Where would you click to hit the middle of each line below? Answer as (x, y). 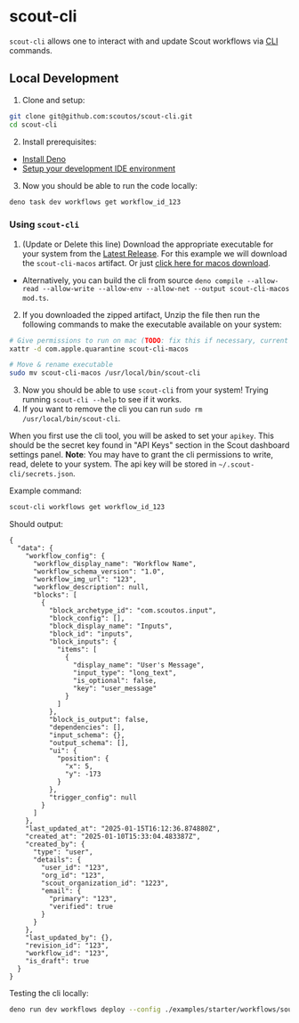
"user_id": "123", (75, 868)
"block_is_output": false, (99, 720)
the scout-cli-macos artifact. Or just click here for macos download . (146, 263)
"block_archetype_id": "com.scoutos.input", (133, 611)
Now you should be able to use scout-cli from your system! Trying (145, 390)
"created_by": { (56, 844)
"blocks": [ (55, 595)
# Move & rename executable (61, 365)
